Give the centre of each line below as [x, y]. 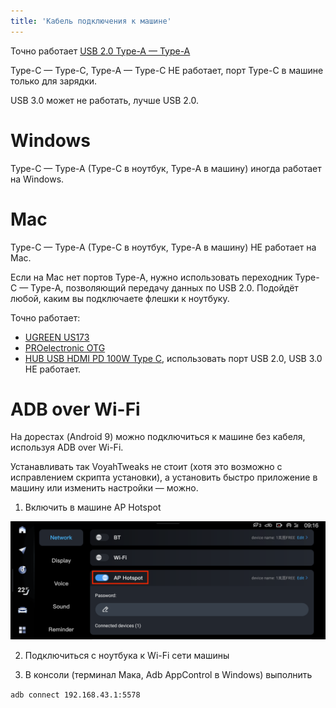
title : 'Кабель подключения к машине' [91, 21]
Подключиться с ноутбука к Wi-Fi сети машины [127, 656]
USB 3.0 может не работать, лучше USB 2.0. [104, 100]
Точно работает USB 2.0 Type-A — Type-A [100, 51]
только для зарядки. [54, 81]
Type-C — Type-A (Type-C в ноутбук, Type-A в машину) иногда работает [166, 168]
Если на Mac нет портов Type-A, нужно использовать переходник [151, 277]
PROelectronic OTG [65, 347]
